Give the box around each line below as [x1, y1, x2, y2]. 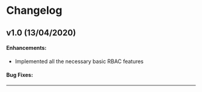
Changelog [6, 4, 63, 17]
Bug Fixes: [6, 72, 33, 79]
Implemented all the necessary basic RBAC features [14, 58, 144, 65]
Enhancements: [6, 44, 47, 52]
